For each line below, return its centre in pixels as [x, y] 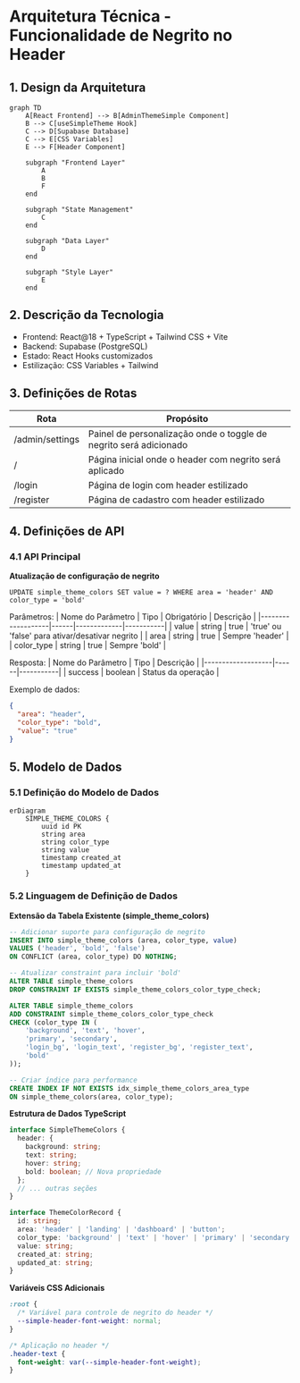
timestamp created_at [82, 858]
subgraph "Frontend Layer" [75, 163]
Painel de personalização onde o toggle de [178, 434]
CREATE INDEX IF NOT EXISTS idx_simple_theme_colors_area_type [129, 1088]
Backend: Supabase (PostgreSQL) [85, 346]
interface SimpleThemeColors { [67, 1130]
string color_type [75, 842]
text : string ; [51, 1155]
